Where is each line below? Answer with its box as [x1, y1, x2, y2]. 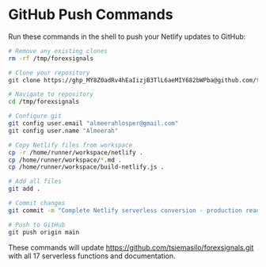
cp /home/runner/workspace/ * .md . [8, 156, 123, 164]
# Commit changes [8, 200, 66, 208]
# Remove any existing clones [8, 47, 108, 55]
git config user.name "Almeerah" [8, 127, 119, 135]
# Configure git [8, 113, 62, 120]
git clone [8, 76, 41, 84]
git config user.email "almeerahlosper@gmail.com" [8, 120, 179, 128]
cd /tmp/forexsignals [8, 97, 80, 106]
